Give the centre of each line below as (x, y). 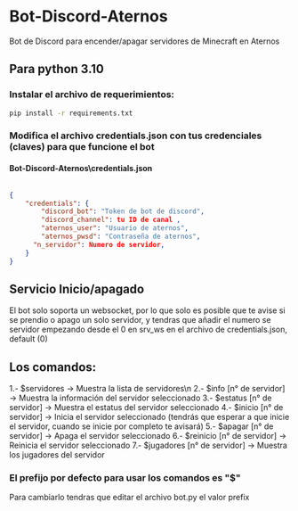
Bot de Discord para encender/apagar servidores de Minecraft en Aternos (145, 41)
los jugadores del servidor (57, 455)
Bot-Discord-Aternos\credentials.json (81, 169)
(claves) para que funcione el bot (82, 147)
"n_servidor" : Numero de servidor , (99, 244)
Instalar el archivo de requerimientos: (92, 95)
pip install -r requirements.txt (71, 113)
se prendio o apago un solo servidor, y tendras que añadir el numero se (140, 320)
